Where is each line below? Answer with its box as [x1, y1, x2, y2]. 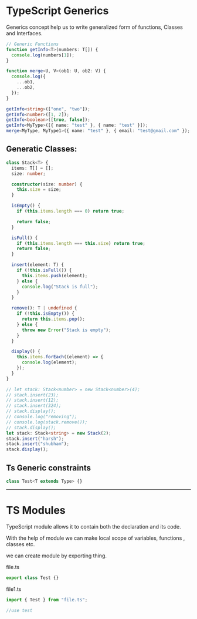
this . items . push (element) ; [21, 273, 88, 278]
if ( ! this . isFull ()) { [16, 267, 72, 273]
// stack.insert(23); [6, 392, 59, 398]
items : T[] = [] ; [11, 165, 54, 171]
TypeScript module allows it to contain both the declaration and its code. [6, 523, 182, 530]
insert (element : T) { [11, 262, 64, 268]
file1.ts [6, 586, 22, 593]
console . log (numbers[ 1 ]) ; [11, 52, 75, 58]
